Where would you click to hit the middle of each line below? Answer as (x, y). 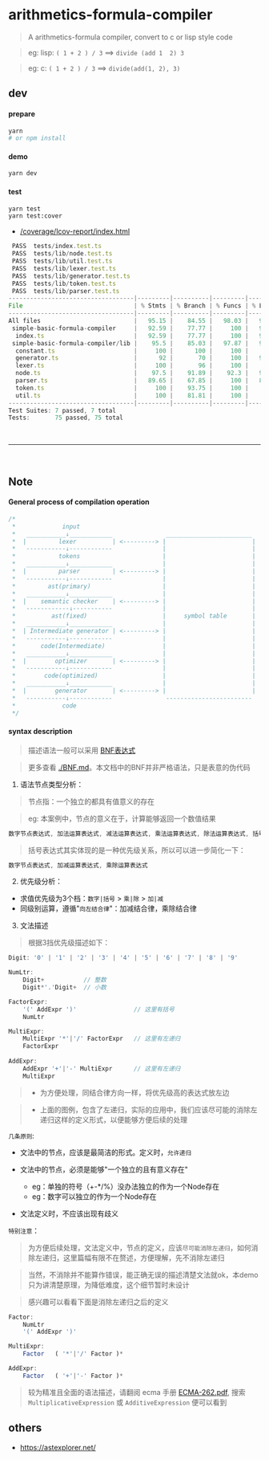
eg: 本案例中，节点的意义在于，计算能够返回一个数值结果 (122, 818)
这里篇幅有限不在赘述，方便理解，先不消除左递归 (144, 1258)
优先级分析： (41, 882)
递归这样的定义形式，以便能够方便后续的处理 (114, 1119)
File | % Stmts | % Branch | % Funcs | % (132, 306)
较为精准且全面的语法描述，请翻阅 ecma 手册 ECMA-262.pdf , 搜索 (137, 1392)
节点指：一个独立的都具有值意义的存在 (91, 801)
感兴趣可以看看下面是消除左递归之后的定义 (98, 1302)
